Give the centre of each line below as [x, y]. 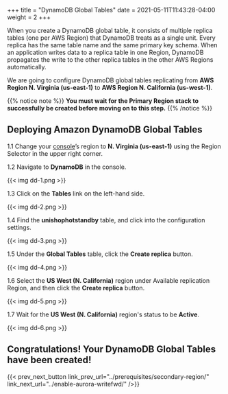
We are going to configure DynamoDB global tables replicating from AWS [111, 80]
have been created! [49, 360]
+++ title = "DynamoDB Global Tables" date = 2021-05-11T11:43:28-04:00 [111, 10]
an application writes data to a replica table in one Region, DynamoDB [105, 52]
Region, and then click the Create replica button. [76, 288]
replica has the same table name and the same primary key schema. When [112, 45]
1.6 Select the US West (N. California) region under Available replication [109, 280]
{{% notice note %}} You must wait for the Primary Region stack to [103, 101]
